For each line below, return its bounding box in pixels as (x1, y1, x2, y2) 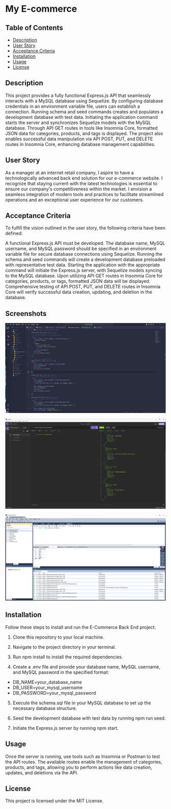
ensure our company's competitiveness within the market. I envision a (5, 186, 152, 192)
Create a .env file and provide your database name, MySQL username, (12, 664, 161, 670)
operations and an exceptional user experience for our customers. (5, 197, 144, 203)
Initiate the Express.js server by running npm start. (12, 725, 119, 731)
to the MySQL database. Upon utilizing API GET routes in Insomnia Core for (5, 273, 163, 279)
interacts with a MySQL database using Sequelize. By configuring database (5, 97, 163, 104)
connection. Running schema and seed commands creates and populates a (5, 108, 164, 115)
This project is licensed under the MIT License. (5, 798, 104, 804)
